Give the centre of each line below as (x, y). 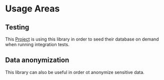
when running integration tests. (37, 44)
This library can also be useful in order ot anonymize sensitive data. (75, 72)
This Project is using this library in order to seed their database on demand (82, 39)
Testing (17, 27)
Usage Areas (32, 9)
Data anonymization (37, 60)
